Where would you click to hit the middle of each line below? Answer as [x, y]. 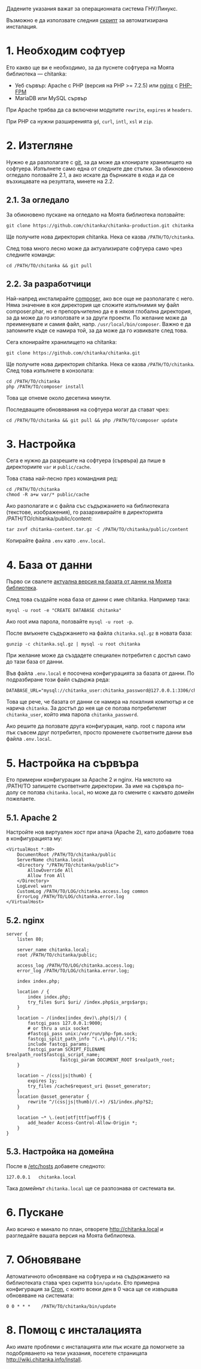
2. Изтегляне [40, 146]
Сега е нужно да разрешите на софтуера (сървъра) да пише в [86, 460]
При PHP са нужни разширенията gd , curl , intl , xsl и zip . [80, 121]
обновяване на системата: [40, 1295]
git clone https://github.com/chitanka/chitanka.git [73, 353]
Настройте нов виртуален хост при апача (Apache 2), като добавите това [100, 832]
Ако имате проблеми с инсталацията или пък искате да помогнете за [95, 1347]
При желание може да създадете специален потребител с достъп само [98, 655]
